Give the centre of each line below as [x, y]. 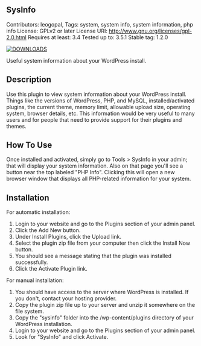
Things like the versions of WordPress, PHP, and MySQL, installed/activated [101, 100]
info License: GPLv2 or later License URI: [57, 31]
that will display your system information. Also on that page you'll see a [95, 166]
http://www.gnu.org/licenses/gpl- [150, 31]
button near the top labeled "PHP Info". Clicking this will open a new [91, 172]
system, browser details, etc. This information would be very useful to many [101, 113]
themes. [16, 126]
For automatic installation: [38, 212]
